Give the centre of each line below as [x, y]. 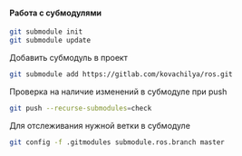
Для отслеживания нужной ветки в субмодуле [100, 125]
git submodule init [46, 32]
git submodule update [50, 41]
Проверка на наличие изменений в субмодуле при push [118, 92]
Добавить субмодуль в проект [69, 57]
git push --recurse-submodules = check [81, 108]
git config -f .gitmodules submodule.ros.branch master [117, 142]
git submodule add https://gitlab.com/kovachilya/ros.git [121, 74]
